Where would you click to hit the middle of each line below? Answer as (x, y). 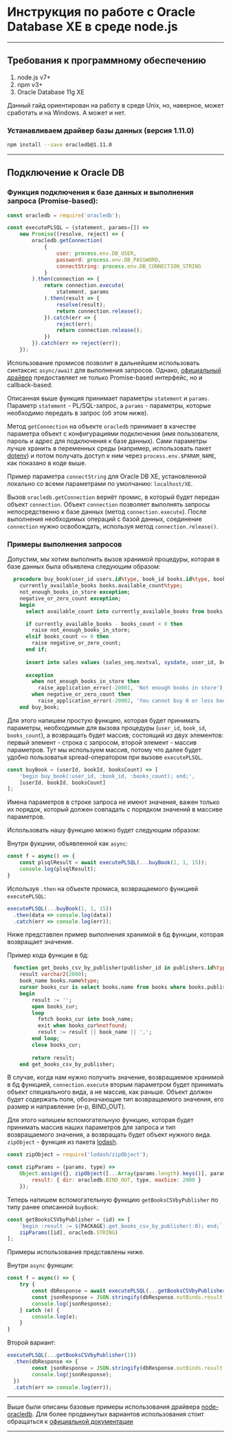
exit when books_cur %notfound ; (82, 1026)
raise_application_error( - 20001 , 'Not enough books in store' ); (132, 688)
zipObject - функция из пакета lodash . (63, 1142)
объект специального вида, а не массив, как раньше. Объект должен (110, 1092)
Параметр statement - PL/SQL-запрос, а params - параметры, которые (109, 405)
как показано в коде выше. (47, 462)
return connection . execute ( (84, 286)
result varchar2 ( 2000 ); (54, 975)
